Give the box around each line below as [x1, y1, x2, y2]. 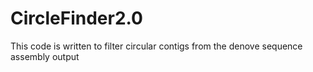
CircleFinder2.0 [10, 7, 143, 30]
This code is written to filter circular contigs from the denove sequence [10, 40, 303, 52]
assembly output [10, 50, 80, 62]
